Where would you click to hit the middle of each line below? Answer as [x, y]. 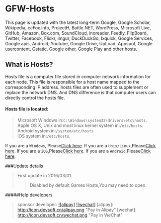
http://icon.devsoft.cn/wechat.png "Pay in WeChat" [70, 215]
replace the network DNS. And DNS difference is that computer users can [80, 92]
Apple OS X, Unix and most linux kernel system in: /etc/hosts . [80, 125]
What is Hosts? [29, 64]
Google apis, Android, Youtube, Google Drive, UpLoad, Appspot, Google [79, 43]
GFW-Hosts [30, 9]
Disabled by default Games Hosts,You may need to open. [88, 185]
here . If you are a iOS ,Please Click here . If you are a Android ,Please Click [78, 151]
